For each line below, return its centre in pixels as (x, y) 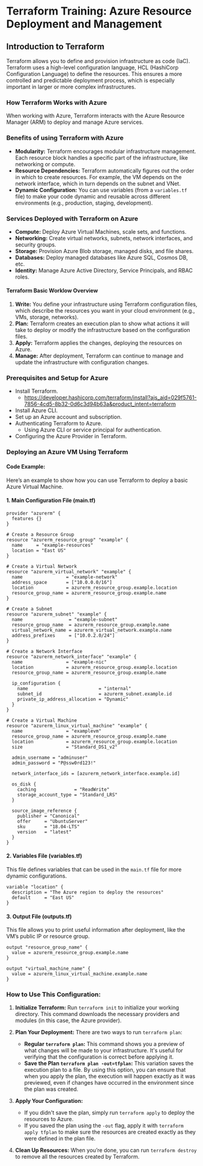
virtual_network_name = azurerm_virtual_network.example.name (92, 630)
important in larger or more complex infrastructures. (71, 87)
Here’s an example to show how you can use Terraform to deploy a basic (97, 480)
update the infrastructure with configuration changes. (82, 362)
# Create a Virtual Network (42, 566)
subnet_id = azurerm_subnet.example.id (95, 694)
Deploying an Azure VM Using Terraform (67, 452)
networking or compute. (45, 164)
